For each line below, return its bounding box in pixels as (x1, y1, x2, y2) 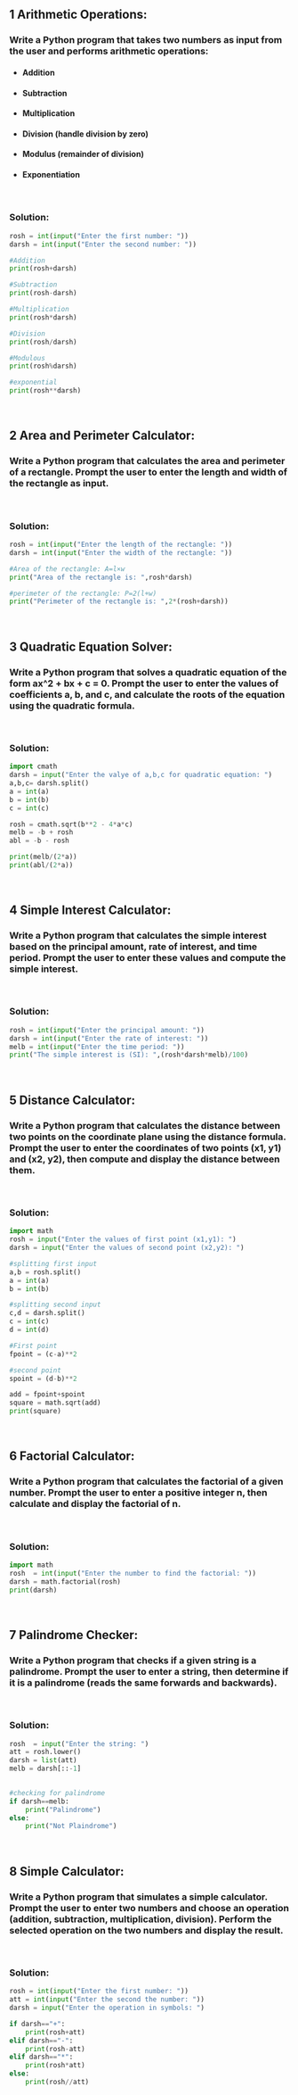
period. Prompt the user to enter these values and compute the (9, 952, 286, 965)
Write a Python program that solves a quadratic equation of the (9, 666, 287, 678)
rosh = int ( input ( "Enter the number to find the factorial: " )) (9, 1569, 256, 1577)
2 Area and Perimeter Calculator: (9, 428, 196, 443)
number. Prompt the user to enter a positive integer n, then (9, 1486, 268, 1499)
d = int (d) (9, 1325, 50, 1335)
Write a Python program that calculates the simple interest (9, 930, 267, 942)
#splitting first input (9, 1259, 98, 1268)
